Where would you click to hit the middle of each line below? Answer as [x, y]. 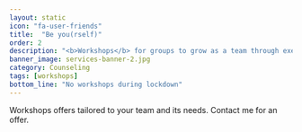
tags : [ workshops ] [44, 76]
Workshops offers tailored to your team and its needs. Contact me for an [143, 110]
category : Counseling [50, 68]
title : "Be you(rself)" [56, 34]
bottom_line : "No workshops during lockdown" [96, 84]
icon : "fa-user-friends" [56, 26]
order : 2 [26, 43]
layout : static [38, 18]
